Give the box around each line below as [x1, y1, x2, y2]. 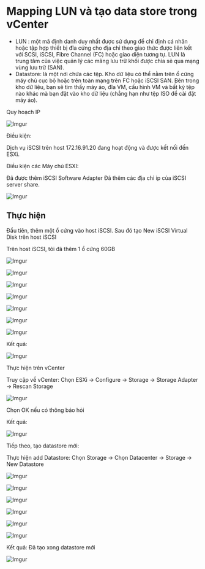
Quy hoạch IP [6, 108, 41, 115]
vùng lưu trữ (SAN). [15, 63, 64, 71]
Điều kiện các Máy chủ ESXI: [6, 162, 79, 169]
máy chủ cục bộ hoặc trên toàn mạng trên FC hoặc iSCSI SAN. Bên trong [15, 77, 199, 84]
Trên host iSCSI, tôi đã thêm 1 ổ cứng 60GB [6, 245, 115, 252]
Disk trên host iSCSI [6, 233, 57, 241]
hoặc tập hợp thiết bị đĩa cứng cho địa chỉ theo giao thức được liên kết [15, 44, 192, 52]
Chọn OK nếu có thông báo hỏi [6, 406, 84, 414]
